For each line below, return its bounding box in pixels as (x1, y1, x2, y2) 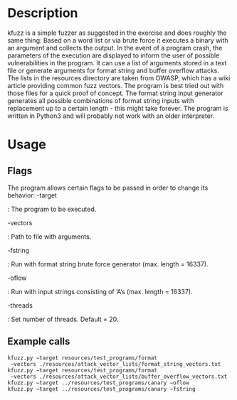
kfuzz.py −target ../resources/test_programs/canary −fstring (7, 385, 196, 392)
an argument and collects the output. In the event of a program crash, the (7, 43, 223, 52)
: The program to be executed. (7, 205, 97, 213)
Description (7, 5, 78, 21)
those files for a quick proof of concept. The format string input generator (7, 89, 223, 97)
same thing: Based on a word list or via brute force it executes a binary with (7, 36, 228, 44)
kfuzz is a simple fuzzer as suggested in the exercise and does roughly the (7, 28, 227, 37)
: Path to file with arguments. (7, 232, 92, 241)
